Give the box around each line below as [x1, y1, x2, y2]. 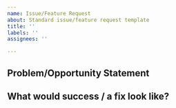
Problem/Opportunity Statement [7, 67, 150, 79]
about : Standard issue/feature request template [7, 17, 150, 23]
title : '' [7, 23, 36, 30]
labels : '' [7, 29, 39, 36]
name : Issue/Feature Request [7, 10, 91, 17]
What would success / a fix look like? [7, 90, 170, 102]
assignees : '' [7, 36, 48, 43]
